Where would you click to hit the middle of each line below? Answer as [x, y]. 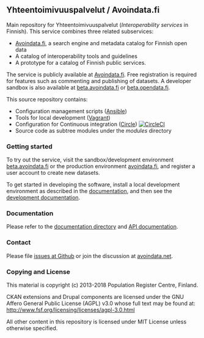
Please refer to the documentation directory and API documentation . [92, 227]
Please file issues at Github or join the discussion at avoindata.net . [89, 255]
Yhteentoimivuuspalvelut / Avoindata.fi [83, 10]
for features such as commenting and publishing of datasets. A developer [99, 81]
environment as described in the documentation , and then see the [89, 191]
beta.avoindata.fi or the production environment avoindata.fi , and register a [101, 166]
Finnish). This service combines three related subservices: [80, 31]
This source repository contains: [47, 99]
